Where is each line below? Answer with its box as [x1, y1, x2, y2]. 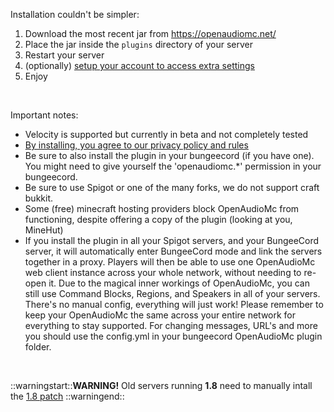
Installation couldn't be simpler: [10, 9, 140, 20]
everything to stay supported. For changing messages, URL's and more [24, 320, 318, 331]
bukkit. [24, 192, 54, 204]
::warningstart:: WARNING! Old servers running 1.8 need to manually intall [10, 380, 313, 391]
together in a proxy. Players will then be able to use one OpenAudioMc [24, 256, 316, 268]
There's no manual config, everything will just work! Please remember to [24, 299, 324, 310]
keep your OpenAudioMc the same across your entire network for [24, 309, 297, 321]
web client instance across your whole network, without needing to [24, 267, 302, 278]
